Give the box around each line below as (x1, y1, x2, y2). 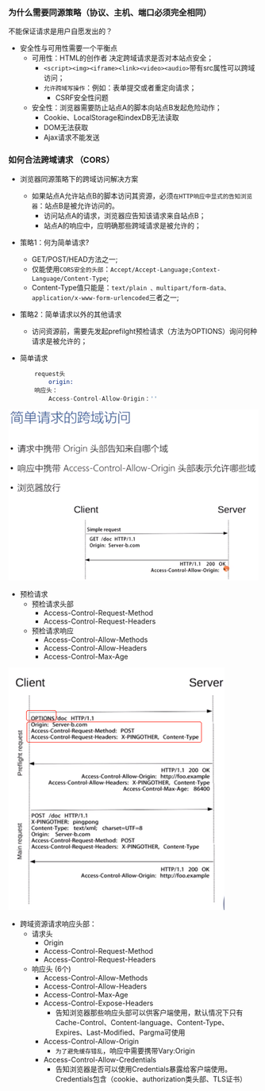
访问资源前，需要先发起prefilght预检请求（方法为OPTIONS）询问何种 (31, 326, 258, 336)
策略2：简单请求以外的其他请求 (19, 309, 122, 319)
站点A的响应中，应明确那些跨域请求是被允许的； (43, 221, 202, 230)
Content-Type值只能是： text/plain (31, 282, 148, 292)
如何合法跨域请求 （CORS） (8, 155, 115, 166)
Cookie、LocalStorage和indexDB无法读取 (43, 113, 180, 122)
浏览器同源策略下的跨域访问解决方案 (19, 174, 139, 183)
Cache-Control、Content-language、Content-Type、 (55, 1018, 229, 1028)
